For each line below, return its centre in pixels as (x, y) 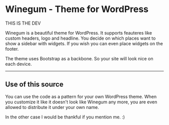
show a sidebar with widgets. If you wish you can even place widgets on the (84, 43)
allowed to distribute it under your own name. (52, 107)
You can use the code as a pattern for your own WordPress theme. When (81, 96)
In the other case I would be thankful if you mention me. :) (65, 117)
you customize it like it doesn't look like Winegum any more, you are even (81, 102)
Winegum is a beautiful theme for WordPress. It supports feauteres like (79, 33)
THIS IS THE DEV (23, 23)
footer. (12, 49)
